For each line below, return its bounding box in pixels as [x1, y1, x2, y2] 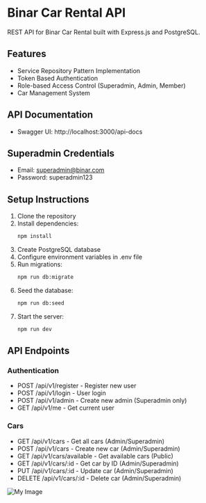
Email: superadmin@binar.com [17, 166, 105, 175]
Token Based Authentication [17, 74, 98, 82]
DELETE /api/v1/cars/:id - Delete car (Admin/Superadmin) [17, 474, 182, 482]
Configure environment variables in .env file [17, 253, 143, 262]
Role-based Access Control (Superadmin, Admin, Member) [17, 81, 186, 90]
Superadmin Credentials [7, 147, 115, 159]
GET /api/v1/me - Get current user [17, 404, 114, 412]
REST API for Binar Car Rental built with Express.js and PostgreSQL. [7, 28, 200, 36]
